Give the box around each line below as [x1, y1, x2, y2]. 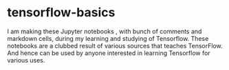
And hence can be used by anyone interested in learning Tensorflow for [7, 49, 211, 57]
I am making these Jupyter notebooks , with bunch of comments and [7, 27, 202, 35]
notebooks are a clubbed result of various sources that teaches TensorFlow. [7, 41, 223, 50]
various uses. [7, 56, 45, 64]
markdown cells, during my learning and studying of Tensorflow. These [7, 34, 209, 42]
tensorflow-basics [7, 5, 116, 20]
